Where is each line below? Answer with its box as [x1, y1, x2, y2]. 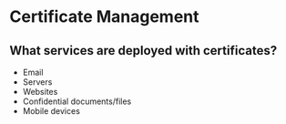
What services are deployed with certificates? [9, 43, 278, 58]
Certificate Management [9, 6, 199, 27]
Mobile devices [22, 106, 80, 116]
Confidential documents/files [22, 96, 132, 107]
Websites [22, 87, 58, 97]
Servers [22, 77, 53, 88]
